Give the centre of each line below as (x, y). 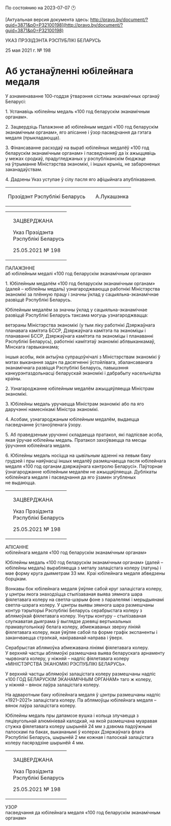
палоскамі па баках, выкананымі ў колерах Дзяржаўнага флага (75, 732)
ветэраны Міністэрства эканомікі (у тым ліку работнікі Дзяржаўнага (80, 325)
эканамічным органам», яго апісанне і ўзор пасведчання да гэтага (78, 132)
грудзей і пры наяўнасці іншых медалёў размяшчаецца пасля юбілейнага (86, 461)
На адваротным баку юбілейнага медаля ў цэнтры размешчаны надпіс (83, 694)
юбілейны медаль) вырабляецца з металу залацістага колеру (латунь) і (83, 568)
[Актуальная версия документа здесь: (47, 19)
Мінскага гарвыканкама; (32, 347)
